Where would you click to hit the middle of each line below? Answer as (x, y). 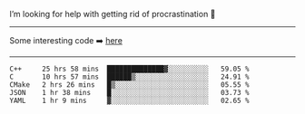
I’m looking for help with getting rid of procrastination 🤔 (113, 14)
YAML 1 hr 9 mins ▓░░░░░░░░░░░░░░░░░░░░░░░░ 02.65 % (129, 100)
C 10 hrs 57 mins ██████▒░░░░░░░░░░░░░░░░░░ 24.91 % (129, 77)
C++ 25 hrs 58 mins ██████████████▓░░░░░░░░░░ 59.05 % (129, 69)
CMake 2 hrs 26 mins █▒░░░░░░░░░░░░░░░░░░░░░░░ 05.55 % (129, 85)
